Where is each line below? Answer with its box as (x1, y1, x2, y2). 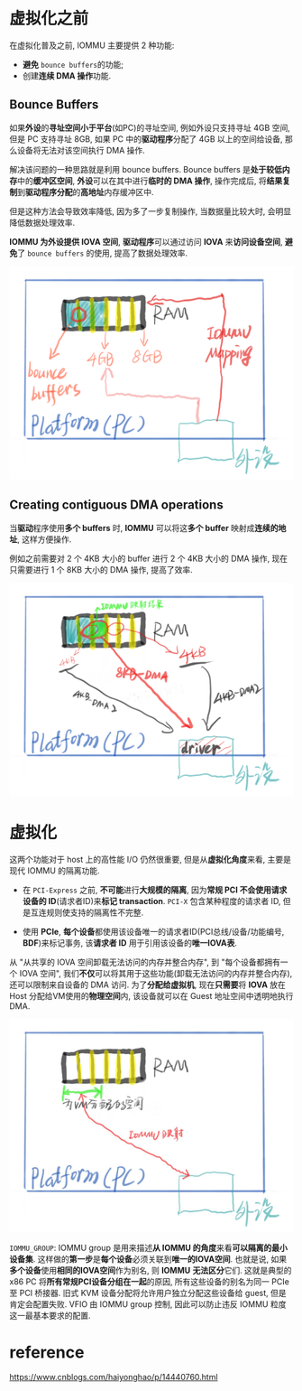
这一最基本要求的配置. (9, 1310, 92, 1321)
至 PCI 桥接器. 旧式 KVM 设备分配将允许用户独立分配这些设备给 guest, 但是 (9, 1287, 287, 1298)
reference (9, 1342, 85, 1362)
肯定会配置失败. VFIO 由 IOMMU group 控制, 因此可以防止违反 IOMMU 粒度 (9, 1298, 287, 1310)
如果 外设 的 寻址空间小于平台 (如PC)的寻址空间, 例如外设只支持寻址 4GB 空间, (9, 122, 290, 133)
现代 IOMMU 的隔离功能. (9, 864, 101, 876)
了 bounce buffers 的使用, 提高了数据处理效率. (17, 247, 188, 258)
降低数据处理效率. (9, 217, 76, 228)
